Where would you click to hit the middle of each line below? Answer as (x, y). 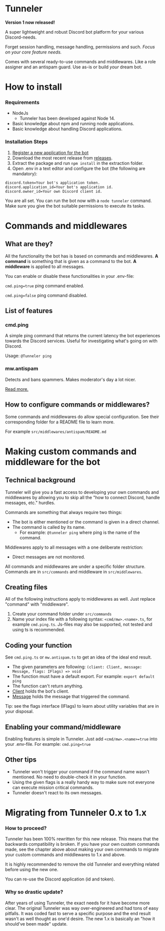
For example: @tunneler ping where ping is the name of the (80, 532)
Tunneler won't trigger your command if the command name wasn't (81, 772)
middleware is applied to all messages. (45, 266)
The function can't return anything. (48, 686)
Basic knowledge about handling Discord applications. (67, 129)
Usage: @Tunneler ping (28, 356)
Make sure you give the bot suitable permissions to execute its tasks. (75, 206)
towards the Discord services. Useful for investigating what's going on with (81, 341)
